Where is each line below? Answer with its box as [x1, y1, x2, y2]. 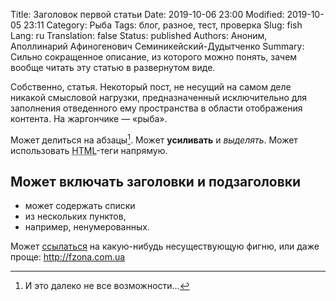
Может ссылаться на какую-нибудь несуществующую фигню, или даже [10, 240, 320, 253]
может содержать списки [24, 200, 136, 212]
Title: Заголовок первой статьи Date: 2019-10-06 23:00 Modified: [10, 9, 285, 20]
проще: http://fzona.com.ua [10, 251, 126, 263]
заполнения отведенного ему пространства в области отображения [10, 102, 303, 114]
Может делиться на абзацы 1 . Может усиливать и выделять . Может [10, 132, 298, 146]
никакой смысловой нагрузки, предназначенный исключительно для [10, 92, 308, 103]
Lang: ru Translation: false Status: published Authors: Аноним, [10, 30, 268, 41]
